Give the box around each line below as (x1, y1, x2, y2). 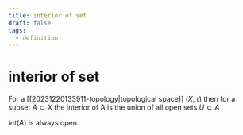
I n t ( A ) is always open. (8, 118, 79, 128)
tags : (8, 26, 26, 34)
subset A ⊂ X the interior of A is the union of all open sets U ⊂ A (8, 102, 220, 112)
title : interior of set (8, 11, 87, 20)
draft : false (8, 19, 52, 27)
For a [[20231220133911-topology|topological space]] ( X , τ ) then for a (8, 94, 236, 104)
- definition (15, 33, 59, 42)
